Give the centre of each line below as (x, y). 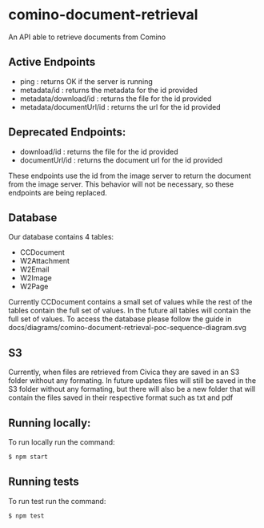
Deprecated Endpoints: (67, 133)
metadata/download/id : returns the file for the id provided (116, 99)
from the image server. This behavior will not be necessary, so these (121, 184)
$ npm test (26, 516)
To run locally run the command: (62, 442)
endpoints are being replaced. (58, 192)
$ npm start (28, 457)
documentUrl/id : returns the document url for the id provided (121, 160)
